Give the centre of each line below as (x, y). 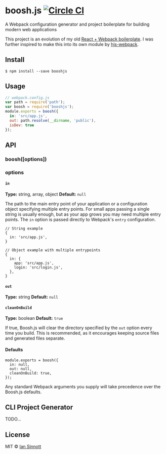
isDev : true (22, 125)
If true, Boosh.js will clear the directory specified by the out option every (79, 328)
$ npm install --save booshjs (36, 71)
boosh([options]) (26, 159)
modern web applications (31, 29)
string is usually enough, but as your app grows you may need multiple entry (83, 214)
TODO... (13, 419)
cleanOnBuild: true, (31, 373)
